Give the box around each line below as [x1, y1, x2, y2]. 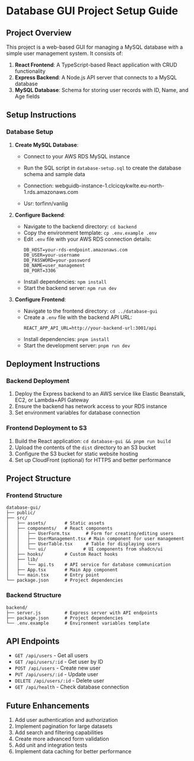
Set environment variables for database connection [14, 409, 141, 416]
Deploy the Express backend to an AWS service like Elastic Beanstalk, [14, 390, 186, 397]
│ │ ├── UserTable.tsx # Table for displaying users [6, 541, 161, 547]
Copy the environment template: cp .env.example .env [23, 229, 157, 236]
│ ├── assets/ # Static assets [6, 520, 105, 526]
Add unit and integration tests [14, 741, 88, 749]
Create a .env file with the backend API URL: [23, 313, 132, 321]
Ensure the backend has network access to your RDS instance [14, 403, 167, 410]
